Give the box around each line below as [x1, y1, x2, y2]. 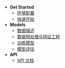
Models [9, 22, 26, 28]
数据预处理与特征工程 [17, 34, 60, 39]
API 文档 [17, 58, 34, 63]
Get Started [9, 4, 34, 10]
